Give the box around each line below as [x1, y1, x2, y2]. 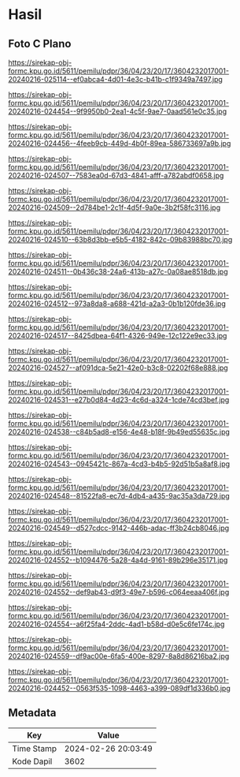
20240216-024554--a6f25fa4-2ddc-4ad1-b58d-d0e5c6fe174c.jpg [8, 619, 225, 629]
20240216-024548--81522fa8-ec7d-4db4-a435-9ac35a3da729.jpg [8, 491, 230, 500]
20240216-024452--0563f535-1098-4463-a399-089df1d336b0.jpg [8, 684, 231, 693]
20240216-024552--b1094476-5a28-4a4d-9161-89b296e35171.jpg [8, 555, 228, 565]
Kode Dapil [12, 756, 53, 767]
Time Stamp [12, 743, 57, 754]
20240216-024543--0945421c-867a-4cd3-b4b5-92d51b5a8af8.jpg [8, 459, 231, 469]
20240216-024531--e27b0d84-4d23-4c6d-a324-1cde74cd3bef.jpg [8, 395, 230, 404]
